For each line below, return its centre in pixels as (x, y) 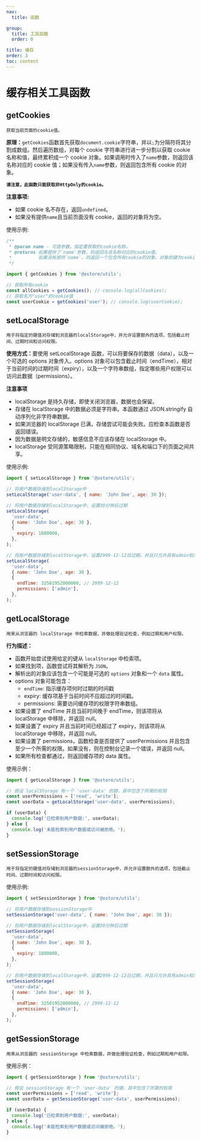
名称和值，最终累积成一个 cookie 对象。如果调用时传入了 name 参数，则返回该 (100, 157)
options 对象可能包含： (43, 681)
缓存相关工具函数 (48, 93)
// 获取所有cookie (27, 285)
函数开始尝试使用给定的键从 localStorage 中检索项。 (80, 658)
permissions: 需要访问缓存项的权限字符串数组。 (82, 703)
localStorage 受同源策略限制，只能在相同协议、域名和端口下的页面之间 (102, 447)
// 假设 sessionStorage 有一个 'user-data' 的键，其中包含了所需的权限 (89, 1088)
